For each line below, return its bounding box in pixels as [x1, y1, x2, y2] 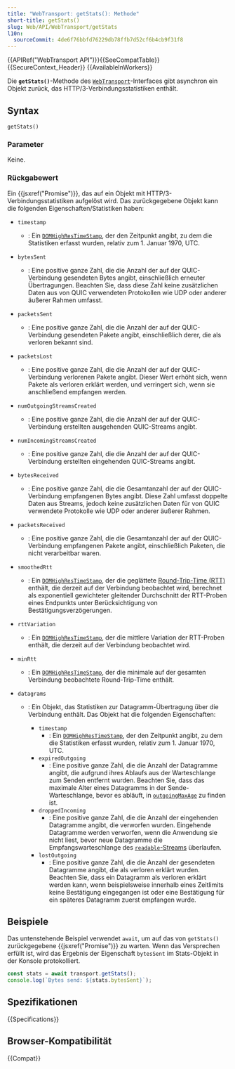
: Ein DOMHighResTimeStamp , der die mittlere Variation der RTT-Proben [27, 633, 224, 642]
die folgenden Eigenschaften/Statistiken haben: [7, 204, 145, 212]
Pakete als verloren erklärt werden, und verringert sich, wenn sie [27, 380, 215, 389]
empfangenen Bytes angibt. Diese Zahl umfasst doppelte [63, 491, 228, 500]
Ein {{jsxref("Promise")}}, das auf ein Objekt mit [7, 189, 145, 197]
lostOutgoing [38, 852, 77, 859]
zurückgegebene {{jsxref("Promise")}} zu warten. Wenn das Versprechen [7, 942, 220, 950]
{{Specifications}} [7, 1015, 60, 1023]
